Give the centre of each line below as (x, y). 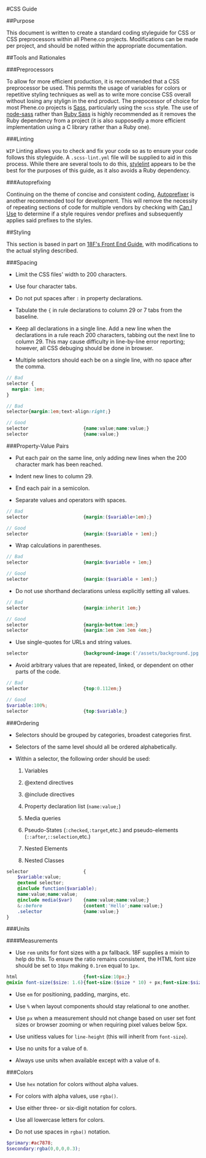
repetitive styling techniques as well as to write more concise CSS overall (99, 94)
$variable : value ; (40, 877)
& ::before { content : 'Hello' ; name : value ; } (90, 906)
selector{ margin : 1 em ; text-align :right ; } (59, 412)
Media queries (43, 818)
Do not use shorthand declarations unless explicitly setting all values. (102, 591)
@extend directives (49, 782)
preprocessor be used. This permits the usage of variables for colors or (97, 88)
